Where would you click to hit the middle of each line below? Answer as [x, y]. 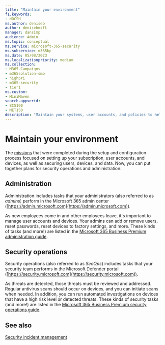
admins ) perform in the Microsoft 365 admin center [57, 201]
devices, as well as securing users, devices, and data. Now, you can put [78, 163]
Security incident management [36, 337]
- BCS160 [14, 106]
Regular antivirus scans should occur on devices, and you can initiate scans [82, 289]
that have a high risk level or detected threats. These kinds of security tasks [82, 299]
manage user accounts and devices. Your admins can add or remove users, [82, 221]
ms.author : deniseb [25, 23]
